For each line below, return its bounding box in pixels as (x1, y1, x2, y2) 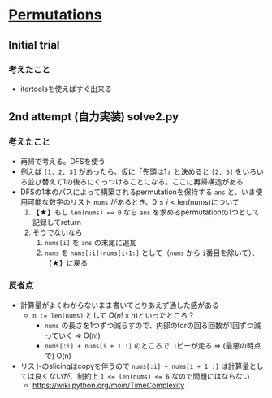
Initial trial (8, 38, 60, 52)
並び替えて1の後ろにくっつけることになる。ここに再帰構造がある (27, 176, 244, 186)
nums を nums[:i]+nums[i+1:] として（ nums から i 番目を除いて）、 (44, 248, 260, 257)
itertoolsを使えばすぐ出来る (19, 84, 112, 93)
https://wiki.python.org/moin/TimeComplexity (32, 380, 185, 390)
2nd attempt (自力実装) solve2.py (8, 110, 179, 123)
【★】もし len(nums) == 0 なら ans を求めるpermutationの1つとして (32, 207, 260, 217)
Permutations (8, 6, 102, 24)
